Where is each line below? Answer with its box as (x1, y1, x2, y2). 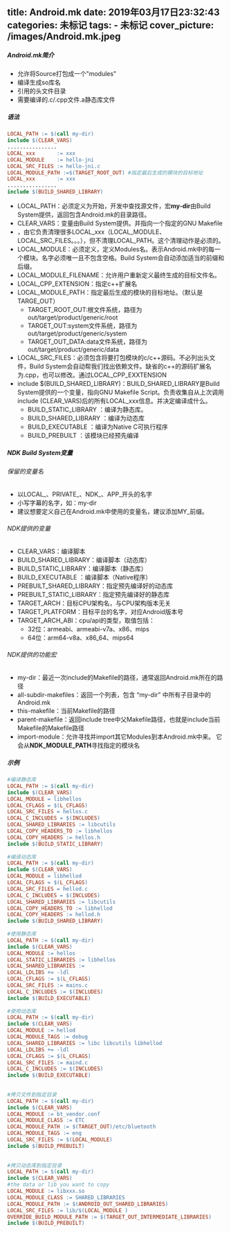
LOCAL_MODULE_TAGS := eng (7, 1130, 82, 1137)
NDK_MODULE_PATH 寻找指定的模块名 (29, 741, 140, 750)
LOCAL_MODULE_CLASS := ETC (7, 1117, 85, 1124)
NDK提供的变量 (7, 524, 51, 532)
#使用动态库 (7, 1008, 37, 1014)
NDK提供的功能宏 (7, 651, 57, 659)
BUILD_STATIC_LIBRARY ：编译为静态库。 (27, 405, 147, 414)
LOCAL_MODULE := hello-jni (7, 156, 95, 163)
